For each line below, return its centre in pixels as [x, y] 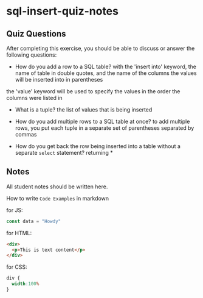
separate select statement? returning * [64, 153]
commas [26, 134]
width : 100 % [26, 284]
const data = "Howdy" [34, 221]
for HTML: [19, 233]
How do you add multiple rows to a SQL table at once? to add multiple [102, 121]
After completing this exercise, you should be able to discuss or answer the [101, 48]
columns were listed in [34, 98]
